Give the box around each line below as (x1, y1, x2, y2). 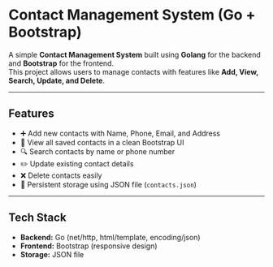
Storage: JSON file (19, 249, 84, 259)
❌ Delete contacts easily (19, 170, 102, 180)
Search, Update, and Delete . (8, 75, 106, 85)
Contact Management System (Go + (8, 6, 256, 24)
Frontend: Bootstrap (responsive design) (19, 241, 158, 251)
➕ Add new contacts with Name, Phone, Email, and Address (19, 128, 221, 138)
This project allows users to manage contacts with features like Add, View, (8, 67, 258, 76)
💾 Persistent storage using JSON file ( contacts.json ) (19, 179, 197, 189)
